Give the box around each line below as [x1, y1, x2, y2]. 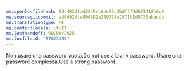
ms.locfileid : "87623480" [6, 36, 69, 42]
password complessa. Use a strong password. [6, 58, 117, 65]
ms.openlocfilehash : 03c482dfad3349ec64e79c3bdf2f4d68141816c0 [6, 8, 165, 15]
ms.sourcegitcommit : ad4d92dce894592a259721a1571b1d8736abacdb [6, 14, 165, 20]
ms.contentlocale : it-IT [6, 25, 67, 31]
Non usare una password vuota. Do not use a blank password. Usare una [6, 52, 182, 59]
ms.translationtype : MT [6, 19, 65, 25]
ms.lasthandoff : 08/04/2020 [6, 31, 75, 36]
